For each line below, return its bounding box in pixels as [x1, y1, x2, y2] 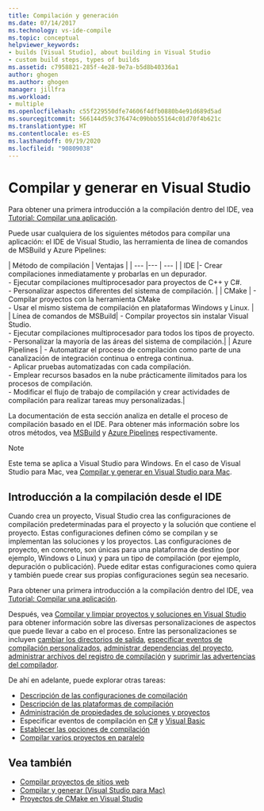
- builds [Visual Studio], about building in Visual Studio [8, 48, 212, 56]
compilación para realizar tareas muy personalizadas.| [8, 396, 186, 405]
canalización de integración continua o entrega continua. [8, 354, 194, 363]
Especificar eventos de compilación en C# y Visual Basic [19, 716, 206, 726]
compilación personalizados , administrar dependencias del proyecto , [8, 644, 234, 653]
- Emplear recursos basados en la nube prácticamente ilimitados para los [8, 371, 247, 380]
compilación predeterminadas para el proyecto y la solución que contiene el [8, 520, 256, 529]
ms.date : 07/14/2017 [8, 19, 77, 27]
